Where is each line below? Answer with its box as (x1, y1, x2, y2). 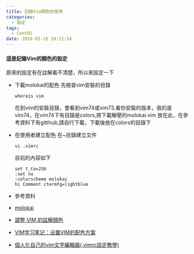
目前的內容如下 (14, 154, 51, 162)
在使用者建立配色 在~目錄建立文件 (14, 132, 97, 139)
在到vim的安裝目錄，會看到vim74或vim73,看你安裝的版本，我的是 (14, 104, 172, 112)
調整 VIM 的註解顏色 (14, 216, 63, 223)
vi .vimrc (14, 143, 39, 149)
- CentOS (11, 31, 33, 36)
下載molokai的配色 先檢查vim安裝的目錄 (14, 82, 111, 89)
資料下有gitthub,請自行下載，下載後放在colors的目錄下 (19, 119, 151, 126)
